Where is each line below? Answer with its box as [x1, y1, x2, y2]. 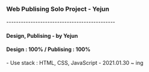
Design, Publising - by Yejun [6, 32, 78, 39]
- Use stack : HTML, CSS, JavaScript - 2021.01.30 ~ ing [6, 59, 144, 67]
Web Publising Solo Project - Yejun [6, 5, 109, 13]
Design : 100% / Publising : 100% [6, 46, 91, 53]
